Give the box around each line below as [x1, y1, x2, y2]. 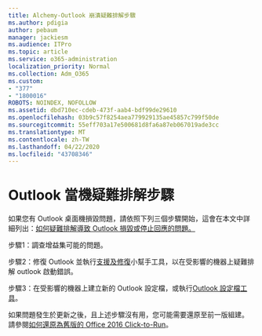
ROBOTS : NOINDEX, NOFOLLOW [8, 99, 96, 107]
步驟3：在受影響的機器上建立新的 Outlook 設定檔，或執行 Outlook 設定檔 [8, 283, 241, 293]
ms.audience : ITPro [8, 41, 72, 49]
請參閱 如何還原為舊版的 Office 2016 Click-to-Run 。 [8, 320, 173, 330]
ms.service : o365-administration [8, 56, 118, 64]
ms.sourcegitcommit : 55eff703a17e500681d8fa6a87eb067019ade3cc [8, 121, 220, 129]
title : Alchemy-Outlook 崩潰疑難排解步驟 [8, 11, 136, 20]
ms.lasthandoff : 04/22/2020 [8, 143, 100, 151]
